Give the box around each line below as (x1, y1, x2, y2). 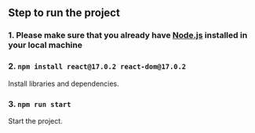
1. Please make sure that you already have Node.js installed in (8, 30, 248, 41)
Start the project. (8, 116, 63, 125)
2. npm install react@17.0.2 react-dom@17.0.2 (8, 61, 187, 72)
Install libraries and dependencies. (8, 79, 119, 88)
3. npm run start (8, 98, 71, 109)
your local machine (8, 39, 82, 50)
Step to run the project (8, 6, 120, 20)
